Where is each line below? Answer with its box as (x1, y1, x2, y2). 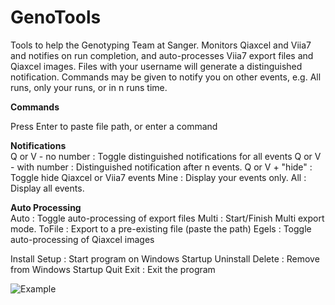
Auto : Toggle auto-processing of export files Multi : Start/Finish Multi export (10, 212, 325, 224)
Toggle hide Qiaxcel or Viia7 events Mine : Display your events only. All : (10, 171, 307, 183)
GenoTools (10, 6, 102, 29)
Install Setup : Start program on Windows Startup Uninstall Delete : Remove (10, 252, 320, 265)
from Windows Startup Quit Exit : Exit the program (10, 263, 216, 275)
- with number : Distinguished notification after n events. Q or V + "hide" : (10, 161, 313, 173)
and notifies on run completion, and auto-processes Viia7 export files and (10, 49, 314, 61)
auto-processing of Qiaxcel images (10, 233, 155, 245)
